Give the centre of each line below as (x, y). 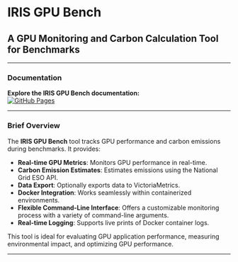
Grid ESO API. (38, 177)
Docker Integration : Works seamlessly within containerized (104, 193)
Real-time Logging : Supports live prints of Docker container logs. (113, 222)
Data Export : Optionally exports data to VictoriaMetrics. (99, 185)
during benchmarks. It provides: (54, 149)
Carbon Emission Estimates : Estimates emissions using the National (118, 170)
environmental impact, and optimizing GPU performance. (90, 244)
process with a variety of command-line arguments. (93, 215)
